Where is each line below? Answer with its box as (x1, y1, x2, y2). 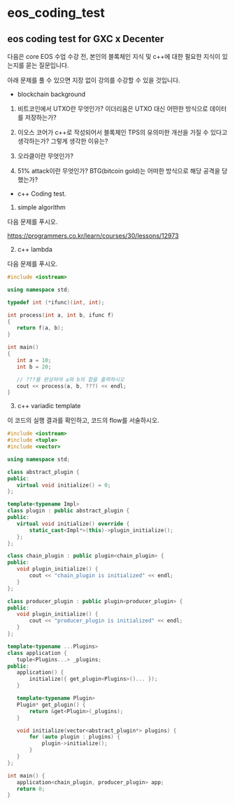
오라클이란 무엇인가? (17, 152, 73, 160)
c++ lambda (17, 245, 52, 253)
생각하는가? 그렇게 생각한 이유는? (17, 137, 108, 145)
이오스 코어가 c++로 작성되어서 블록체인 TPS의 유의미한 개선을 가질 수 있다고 (17, 128, 228, 136)
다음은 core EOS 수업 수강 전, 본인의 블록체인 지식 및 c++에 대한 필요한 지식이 (7, 53, 221, 60)
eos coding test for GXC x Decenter (7, 33, 164, 45)
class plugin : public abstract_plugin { (7, 507, 130, 515)
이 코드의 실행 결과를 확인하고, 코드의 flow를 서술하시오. (7, 416, 159, 425)
